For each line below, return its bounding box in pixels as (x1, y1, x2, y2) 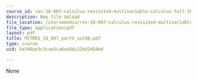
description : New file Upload (6, 14, 80, 20)
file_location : (6, 19, 43, 25)
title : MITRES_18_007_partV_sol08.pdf (6, 35, 101, 41)
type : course (6, 41, 38, 47)
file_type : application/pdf (6, 24, 75, 31)
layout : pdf (6, 30, 35, 36)
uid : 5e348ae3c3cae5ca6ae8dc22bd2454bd (6, 46, 104, 52)
